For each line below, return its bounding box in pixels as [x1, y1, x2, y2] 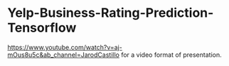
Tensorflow [7, 20, 77, 36]
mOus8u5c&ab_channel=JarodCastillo [7, 51, 119, 59]
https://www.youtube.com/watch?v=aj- [7, 43, 122, 51]
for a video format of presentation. [120, 51, 222, 59]
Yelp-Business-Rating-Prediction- [7, 5, 214, 21]
